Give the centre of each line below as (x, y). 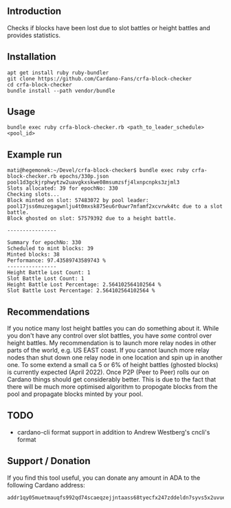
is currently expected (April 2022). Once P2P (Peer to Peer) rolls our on (108, 372)
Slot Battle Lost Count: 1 (46, 279)
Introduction (34, 11)
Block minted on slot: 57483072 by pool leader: (78, 201)
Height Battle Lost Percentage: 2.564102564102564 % (84, 285)
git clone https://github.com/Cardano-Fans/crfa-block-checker (100, 78)
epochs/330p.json (84, 177)
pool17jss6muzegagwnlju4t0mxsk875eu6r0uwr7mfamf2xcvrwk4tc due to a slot (115, 207)
